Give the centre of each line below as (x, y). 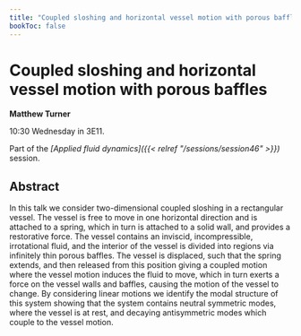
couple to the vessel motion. (61, 323)
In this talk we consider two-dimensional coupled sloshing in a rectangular (146, 208)
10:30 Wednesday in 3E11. (57, 132)
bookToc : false (38, 26)
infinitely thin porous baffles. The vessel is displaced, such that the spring (146, 255)
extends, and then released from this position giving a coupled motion (138, 265)
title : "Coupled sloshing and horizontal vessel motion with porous (140, 17)
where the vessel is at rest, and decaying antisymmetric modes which (138, 313)
